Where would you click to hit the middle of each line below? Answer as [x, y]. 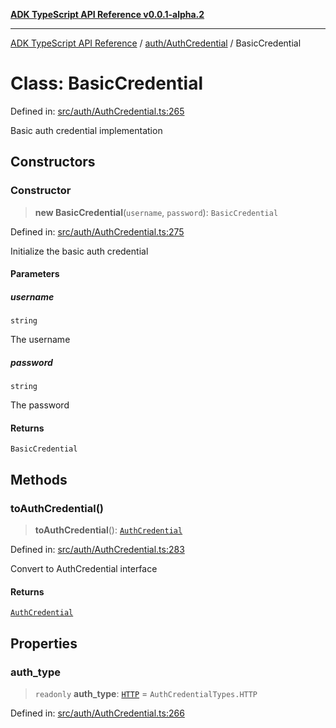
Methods [39, 479]
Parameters [35, 274]
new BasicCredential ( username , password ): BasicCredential [156, 212]
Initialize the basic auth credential [79, 251]
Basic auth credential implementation [86, 130]
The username [40, 340]
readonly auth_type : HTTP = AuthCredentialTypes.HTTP [146, 693]
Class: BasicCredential [106, 83]
